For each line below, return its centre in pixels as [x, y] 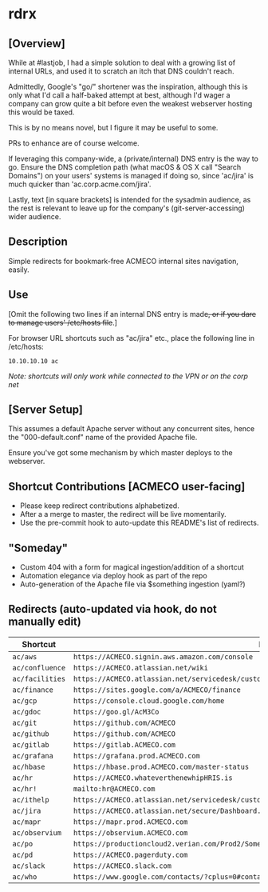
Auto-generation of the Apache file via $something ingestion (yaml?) [132, 584]
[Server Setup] [46, 410]
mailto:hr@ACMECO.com [114, 788]
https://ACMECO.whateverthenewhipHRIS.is [153, 778]
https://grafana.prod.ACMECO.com [137, 756]
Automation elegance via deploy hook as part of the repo [113, 576]
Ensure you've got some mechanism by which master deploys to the [120, 453]
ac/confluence [39, 668]
